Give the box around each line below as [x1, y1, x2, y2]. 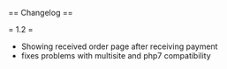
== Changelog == [8, 8, 73, 17]
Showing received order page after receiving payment [20, 41, 218, 52]
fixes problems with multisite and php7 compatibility [20, 51, 211, 60]
